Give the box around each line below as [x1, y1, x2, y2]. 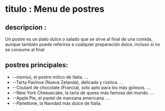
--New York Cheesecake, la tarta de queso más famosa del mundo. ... [12, 90, 154, 96]
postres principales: [5, 61, 68, 70]
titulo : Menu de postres [5, 3, 104, 15]
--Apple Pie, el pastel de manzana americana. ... [12, 95, 110, 101]
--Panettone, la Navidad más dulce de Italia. [12, 100, 102, 106]
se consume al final [5, 47, 45, 52]
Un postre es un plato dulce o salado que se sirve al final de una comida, [5, 36, 153, 42]
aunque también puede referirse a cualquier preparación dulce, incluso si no [5, 41, 161, 47]
